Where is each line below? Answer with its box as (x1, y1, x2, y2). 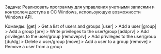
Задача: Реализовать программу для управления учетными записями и (5, 4, 155, 10)
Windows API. (5, 14, 33, 20)
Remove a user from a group (5, 44, 62, 49)
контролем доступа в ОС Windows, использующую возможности (5, 9, 141, 15)
